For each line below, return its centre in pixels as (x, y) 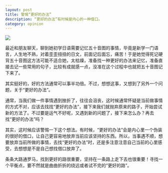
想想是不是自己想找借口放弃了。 (51, 148)
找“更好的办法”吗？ (25, 119)
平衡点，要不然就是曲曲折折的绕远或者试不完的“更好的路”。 (70, 165)
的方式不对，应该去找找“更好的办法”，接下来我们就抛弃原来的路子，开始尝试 (84, 107)
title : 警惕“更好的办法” (28, 14)
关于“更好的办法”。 (33, 90)
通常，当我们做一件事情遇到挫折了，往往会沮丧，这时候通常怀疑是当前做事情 (84, 100)
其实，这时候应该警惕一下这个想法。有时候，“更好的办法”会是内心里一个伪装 (84, 130)
